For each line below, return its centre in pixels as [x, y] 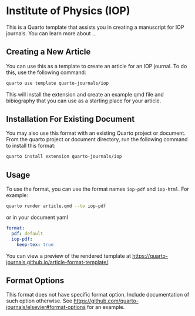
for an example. [106, 307]
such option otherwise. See [39, 301]
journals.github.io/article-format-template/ [57, 262]
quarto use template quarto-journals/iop [58, 83]
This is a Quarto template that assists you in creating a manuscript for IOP [95, 27]
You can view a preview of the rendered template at [68, 256]
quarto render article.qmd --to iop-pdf [56, 206]
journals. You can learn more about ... [51, 33]
